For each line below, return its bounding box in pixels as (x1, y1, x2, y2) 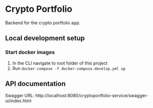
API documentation (5, 80, 66, 88)
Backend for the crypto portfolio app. (5, 20, 80, 26)
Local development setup (5, 34, 85, 42)
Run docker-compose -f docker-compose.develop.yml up (12, 65, 126, 71)
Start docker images (5, 49, 55, 56)
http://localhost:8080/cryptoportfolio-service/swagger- (35, 93, 149, 99)
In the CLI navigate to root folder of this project (12, 60, 108, 66)
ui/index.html (5, 98, 32, 104)
